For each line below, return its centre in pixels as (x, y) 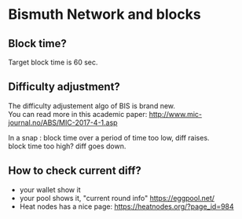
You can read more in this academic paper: (78, 114)
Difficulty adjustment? (64, 87)
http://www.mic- (176, 114)
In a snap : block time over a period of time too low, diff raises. (109, 137)
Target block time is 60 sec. (53, 62)
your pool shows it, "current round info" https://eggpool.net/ (117, 198)
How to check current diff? (75, 171)
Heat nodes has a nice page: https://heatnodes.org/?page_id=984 (126, 206)
